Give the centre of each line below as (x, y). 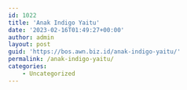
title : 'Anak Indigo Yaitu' (54, 23)
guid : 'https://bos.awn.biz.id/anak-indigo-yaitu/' (94, 52)
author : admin (31, 37)
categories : (27, 67)
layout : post (29, 45)
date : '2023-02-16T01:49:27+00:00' (66, 30)
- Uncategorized (49, 74)
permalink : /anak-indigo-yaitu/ (61, 59)
